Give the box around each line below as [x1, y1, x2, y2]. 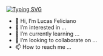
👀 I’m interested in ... [15, 24, 67, 31]
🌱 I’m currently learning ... [15, 30, 80, 37]
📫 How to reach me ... [15, 43, 71, 51]
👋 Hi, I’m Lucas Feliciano [15, 17, 77, 24]
